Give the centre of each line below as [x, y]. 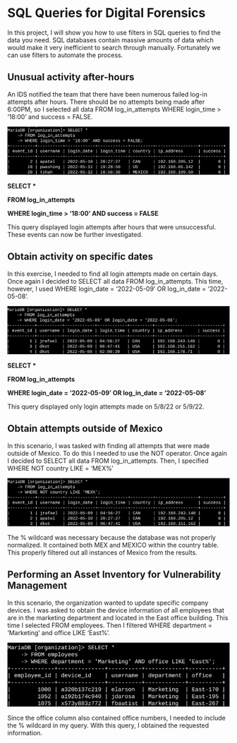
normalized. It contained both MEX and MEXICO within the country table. [113, 545]
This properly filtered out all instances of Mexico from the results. [102, 552]
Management [37, 586]
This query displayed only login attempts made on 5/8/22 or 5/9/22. [106, 406]
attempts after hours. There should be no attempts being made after [106, 102]
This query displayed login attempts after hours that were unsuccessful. [112, 226]
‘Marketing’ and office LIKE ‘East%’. [59, 632]
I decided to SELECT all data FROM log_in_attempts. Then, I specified [108, 461]
